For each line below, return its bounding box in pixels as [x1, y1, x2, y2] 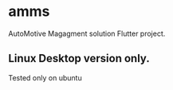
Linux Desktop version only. [8, 52, 150, 65]
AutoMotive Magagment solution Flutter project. [8, 29, 166, 38]
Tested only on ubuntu [8, 72, 82, 82]
